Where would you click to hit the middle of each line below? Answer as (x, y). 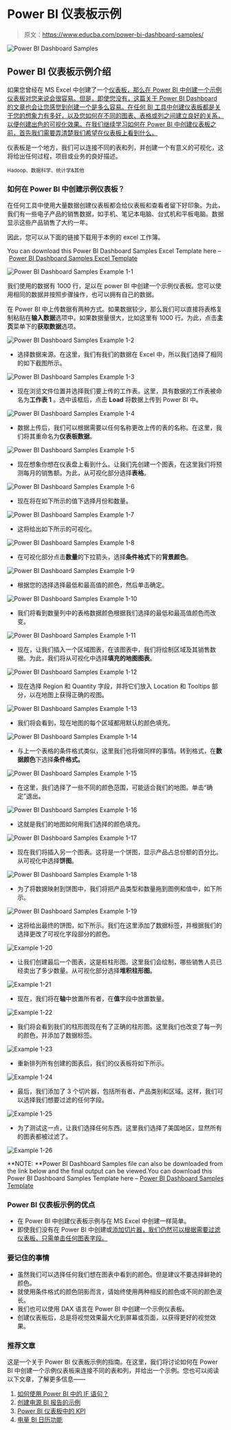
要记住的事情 (29, 1258)
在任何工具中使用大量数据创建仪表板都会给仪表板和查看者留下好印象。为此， (115, 205)
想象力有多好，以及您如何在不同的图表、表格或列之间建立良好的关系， (124, 115)
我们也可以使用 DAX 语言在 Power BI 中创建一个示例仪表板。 (102, 1309)
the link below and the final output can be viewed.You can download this (110, 1171)
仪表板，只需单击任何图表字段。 (62, 1238)
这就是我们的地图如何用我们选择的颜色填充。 (80, 824)
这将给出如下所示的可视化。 (56, 529)
